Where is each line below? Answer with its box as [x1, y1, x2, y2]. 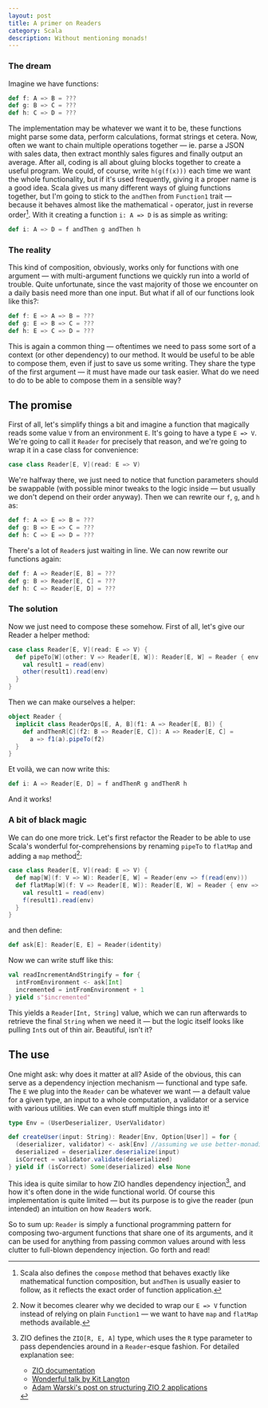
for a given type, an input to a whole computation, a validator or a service [8, 1094, 250, 1105]
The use [8, 1048, 49, 1061]
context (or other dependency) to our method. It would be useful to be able [8, 350, 255, 359]
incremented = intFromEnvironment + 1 [15, 985, 145, 993]
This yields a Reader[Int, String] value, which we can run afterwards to [8, 1008, 247, 1017]
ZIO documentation [31, 1366, 96, 1375]
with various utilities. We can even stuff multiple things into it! [8, 1103, 210, 1113]
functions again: [8, 554, 61, 564]
